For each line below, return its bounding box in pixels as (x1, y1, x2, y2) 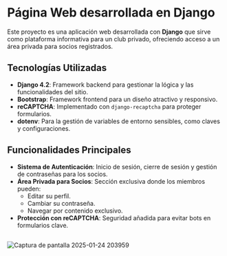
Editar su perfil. (27, 191, 71, 200)
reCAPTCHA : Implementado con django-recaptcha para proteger (17, 102, 202, 111)
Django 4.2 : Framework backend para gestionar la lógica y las (17, 81, 194, 89)
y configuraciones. (17, 124, 71, 132)
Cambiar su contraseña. (27, 199, 96, 207)
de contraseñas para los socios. (17, 170, 108, 178)
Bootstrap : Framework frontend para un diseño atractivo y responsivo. (17, 95, 218, 103)
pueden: (17, 184, 41, 193)
